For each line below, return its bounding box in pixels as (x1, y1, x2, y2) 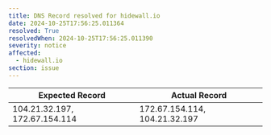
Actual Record (170, 89, 227, 100)
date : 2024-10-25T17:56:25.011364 (8, 19, 125, 27)
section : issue (8, 64, 60, 72)
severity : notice (8, 42, 67, 50)
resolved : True (8, 27, 60, 35)
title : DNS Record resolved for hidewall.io (8, 11, 161, 20)
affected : (8, 49, 42, 57)
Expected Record (38, 89, 106, 100)
